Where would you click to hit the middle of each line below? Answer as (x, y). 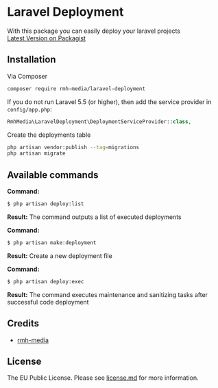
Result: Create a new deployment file (60, 256)
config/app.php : (30, 109)
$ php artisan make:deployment (52, 243)
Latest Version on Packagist (46, 38)
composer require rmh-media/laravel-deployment (76, 89)
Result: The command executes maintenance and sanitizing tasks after (107, 294)
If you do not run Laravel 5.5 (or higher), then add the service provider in (109, 102)
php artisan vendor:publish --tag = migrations (73, 147)
